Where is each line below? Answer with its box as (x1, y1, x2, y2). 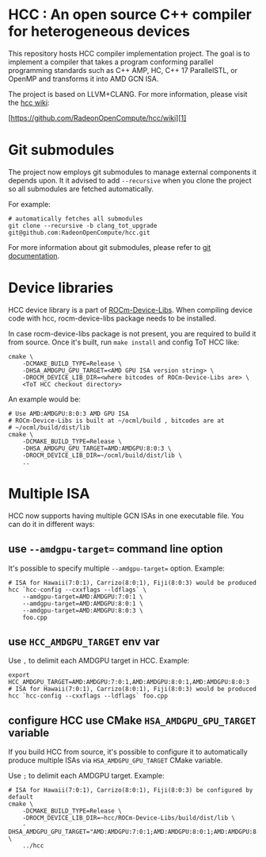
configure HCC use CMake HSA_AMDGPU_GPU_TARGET (8, 713, 256, 727)
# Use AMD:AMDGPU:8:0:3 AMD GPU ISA (8, 409, 129, 417)
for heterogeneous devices (8, 22, 190, 40)
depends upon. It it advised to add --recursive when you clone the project (8, 175, 252, 185)
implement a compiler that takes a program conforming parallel (8, 57, 214, 67)
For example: (8, 199, 51, 209)
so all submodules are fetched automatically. (8, 184, 154, 194)
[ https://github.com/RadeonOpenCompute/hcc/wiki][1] (8, 113, 187, 122)
